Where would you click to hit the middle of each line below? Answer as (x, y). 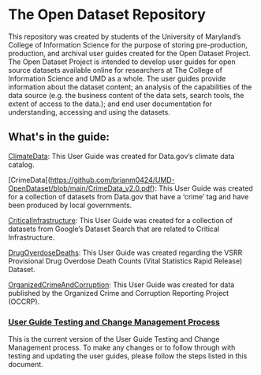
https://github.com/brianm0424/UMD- (112, 180)
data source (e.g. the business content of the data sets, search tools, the (126, 95)
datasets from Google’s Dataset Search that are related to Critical (114, 229)
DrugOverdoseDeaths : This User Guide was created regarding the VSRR (125, 252)
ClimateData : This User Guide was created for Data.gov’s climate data (121, 156)
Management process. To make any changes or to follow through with (122, 348)
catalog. (21, 165)
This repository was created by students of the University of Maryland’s (125, 36)
